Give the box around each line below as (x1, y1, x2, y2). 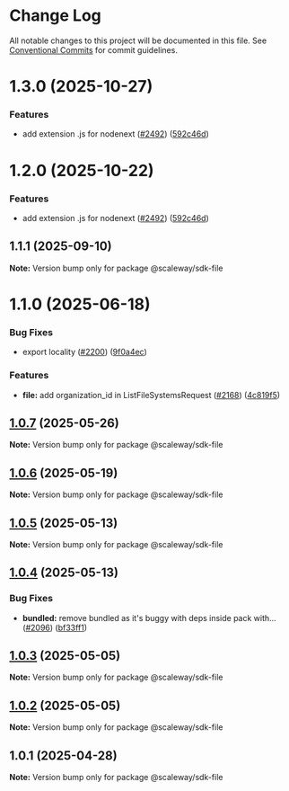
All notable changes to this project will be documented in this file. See (9, 35, 267, 46)
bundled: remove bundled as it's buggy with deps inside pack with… (22, 612, 276, 623)
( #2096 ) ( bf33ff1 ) (22, 622, 88, 633)
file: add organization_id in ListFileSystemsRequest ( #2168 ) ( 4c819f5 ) (22, 389, 281, 400)
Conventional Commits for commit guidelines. (9, 44, 178, 55)
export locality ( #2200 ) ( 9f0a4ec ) (22, 347, 148, 358)
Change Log (9, 5, 101, 26)
